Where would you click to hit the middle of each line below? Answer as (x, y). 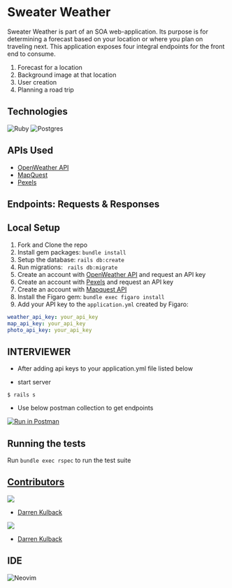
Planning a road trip (46, 89)
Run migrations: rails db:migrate (67, 267)
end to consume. (31, 54)
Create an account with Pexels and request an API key (95, 282)
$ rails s (22, 395)
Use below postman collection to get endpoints (85, 408)
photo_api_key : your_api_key (50, 330)
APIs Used (30, 151)
